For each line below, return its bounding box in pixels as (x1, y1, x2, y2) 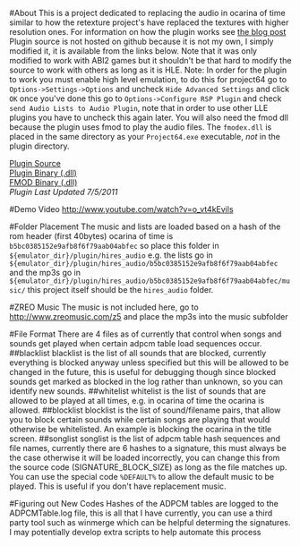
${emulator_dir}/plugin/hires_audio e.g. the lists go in (9, 250, 213, 260)
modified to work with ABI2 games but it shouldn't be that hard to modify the (9, 55, 292, 65)
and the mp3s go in (9, 268, 81, 277)
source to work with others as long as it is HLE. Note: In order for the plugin (9, 64, 287, 75)
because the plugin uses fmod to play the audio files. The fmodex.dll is (9, 122, 272, 132)
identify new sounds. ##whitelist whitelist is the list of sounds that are (9, 386, 267, 397)
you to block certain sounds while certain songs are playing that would (9, 414, 270, 424)
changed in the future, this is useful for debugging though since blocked (9, 367, 276, 377)
